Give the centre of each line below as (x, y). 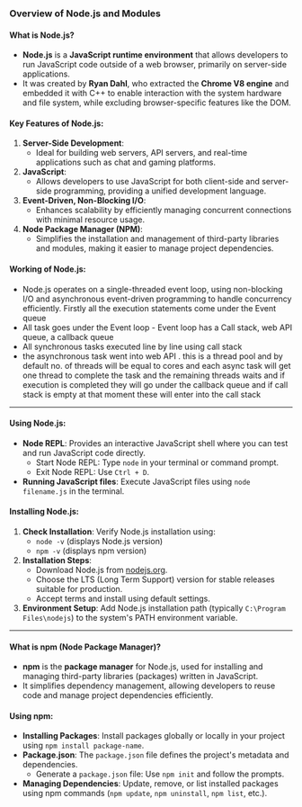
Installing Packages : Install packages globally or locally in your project (154, 736)
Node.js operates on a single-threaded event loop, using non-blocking (152, 289)
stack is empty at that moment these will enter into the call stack (142, 394)
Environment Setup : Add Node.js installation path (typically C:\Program (154, 608)
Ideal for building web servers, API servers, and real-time (142, 153)
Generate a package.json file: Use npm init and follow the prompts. (160, 774)
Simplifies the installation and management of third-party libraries (157, 239)
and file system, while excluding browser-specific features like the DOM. (157, 103)
